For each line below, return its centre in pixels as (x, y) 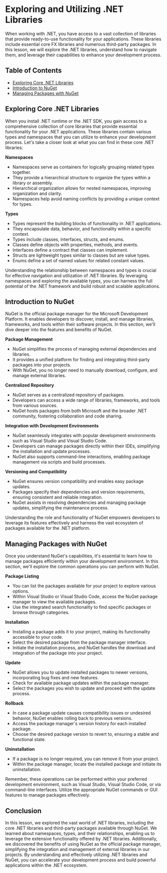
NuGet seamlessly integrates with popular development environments (84, 436)
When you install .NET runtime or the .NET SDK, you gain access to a (76, 121)
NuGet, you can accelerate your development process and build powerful (81, 860)
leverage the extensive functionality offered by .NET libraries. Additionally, (81, 839)
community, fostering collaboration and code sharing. (68, 416)
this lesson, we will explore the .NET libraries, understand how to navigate (81, 49)
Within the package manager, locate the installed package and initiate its (87, 764)
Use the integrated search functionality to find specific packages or (82, 607)
